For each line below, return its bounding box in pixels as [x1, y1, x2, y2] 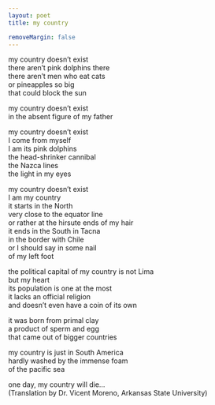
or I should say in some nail [8, 243, 97, 253]
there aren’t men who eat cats [8, 72, 106, 81]
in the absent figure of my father [8, 112, 113, 122]
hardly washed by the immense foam [8, 356, 128, 366]
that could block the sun [8, 88, 87, 98]
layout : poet [8, 11, 51, 20]
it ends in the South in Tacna [8, 227, 101, 236]
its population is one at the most [8, 283, 113, 293]
